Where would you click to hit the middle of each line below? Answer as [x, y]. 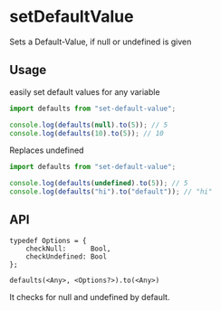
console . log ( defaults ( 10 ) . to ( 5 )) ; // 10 [87, 133]
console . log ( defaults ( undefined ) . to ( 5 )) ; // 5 [99, 184]
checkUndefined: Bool [66, 256]
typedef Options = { [48, 240]
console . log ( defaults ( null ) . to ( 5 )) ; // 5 [89, 125]
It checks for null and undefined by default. [90, 297]
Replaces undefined [47, 150]
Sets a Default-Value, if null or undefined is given [101, 42]
